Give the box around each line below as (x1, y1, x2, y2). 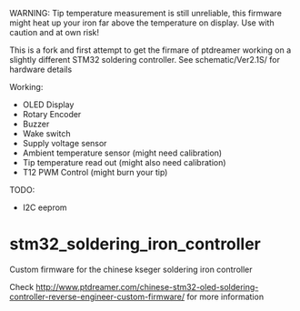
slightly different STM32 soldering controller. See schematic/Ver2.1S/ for (9, 55, 280, 65)
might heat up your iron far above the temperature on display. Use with (9, 17, 275, 28)
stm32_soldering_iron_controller (9, 234, 262, 255)
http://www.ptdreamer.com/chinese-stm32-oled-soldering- (35, 281, 259, 292)
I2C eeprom (22, 202, 67, 213)
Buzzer (22, 118, 50, 129)
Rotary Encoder (22, 109, 82, 119)
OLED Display (22, 99, 75, 110)
